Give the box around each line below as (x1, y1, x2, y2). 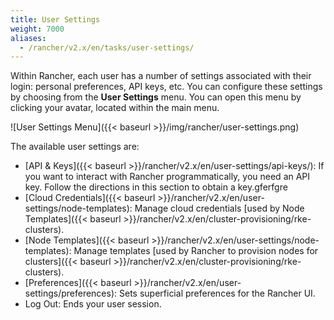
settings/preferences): (24, 287, 118, 300)
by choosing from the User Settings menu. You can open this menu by (10, 91, 302, 103)
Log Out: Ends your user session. (24, 298, 162, 310)
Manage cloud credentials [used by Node (134, 202, 305, 215)
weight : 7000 (10, 24, 65, 34)
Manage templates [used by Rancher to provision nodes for (73, 245, 319, 257)
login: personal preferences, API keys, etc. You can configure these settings (10, 81, 323, 93)
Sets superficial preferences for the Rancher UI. (118, 287, 316, 300)
